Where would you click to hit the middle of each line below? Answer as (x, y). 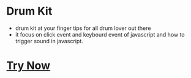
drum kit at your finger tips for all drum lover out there (83, 28)
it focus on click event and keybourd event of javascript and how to (100, 34)
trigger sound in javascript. (49, 41)
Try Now (28, 66)
